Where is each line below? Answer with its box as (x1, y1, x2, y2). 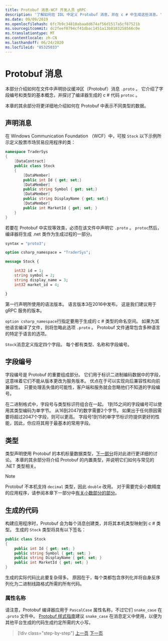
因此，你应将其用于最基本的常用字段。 (14, 420, 93, 426)
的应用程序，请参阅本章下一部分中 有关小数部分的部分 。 (5, 490, 119, 496)
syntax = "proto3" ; (5, 241, 46, 246)
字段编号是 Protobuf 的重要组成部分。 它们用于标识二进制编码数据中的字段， (5, 372, 163, 378)
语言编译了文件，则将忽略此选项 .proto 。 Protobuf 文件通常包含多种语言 (9, 324, 160, 330)
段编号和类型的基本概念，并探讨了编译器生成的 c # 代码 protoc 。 (5, 92, 140, 98)
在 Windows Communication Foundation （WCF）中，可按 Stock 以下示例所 (5, 133, 162, 139)
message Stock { (5, 259, 39, 264)
